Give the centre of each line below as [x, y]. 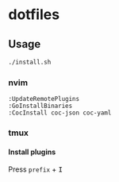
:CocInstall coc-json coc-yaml [60, 113]
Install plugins [32, 152]
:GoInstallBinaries [40, 106]
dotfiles [34, 15]
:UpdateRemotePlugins [44, 99]
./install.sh [30, 62]
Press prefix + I [36, 169]
